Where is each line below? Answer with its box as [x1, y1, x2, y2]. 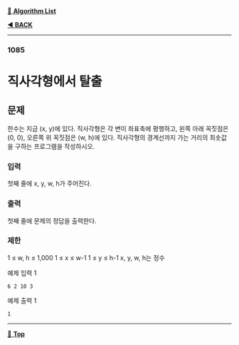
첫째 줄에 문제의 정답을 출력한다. [7, 216, 97, 225]
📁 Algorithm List [7, 7, 57, 15]
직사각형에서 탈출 [7, 73, 102, 90]
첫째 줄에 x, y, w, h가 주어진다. [7, 179, 92, 188]
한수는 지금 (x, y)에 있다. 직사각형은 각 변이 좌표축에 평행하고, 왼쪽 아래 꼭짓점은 [7, 124, 229, 133]
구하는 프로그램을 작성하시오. [14, 142, 95, 150]
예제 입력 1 [7, 268, 37, 277]
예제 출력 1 [7, 296, 37, 304]
